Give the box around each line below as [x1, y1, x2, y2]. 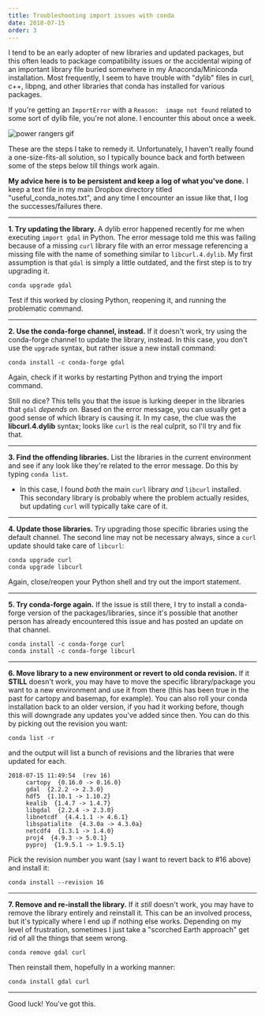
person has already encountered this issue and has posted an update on [8, 617, 244, 626]
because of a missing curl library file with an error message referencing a [8, 241, 248, 251]
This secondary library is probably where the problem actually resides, [19, 493, 250, 503]
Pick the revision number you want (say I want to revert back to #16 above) [8, 855, 252, 864]
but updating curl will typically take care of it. [19, 501, 168, 511]
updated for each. [8, 757, 67, 766]
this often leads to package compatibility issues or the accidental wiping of [8, 56, 252, 66]
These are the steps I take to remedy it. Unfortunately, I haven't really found [8, 144, 254, 154]
